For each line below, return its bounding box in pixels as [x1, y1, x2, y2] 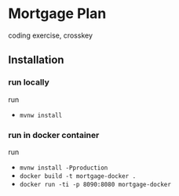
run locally [8, 77, 49, 88]
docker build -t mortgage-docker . [19, 172, 137, 180]
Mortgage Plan [8, 5, 107, 23]
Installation [8, 53, 64, 67]
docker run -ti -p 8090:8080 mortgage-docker [19, 180, 171, 188]
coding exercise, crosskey [8, 31, 93, 40]
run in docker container [8, 129, 100, 140]
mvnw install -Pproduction [19, 164, 108, 172]
